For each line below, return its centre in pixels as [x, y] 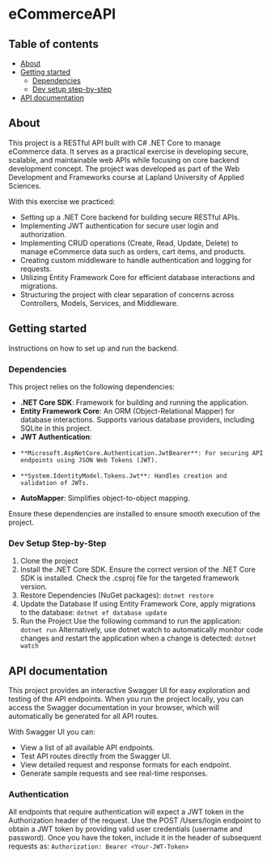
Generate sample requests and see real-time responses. [114, 773]
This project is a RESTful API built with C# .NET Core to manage [114, 142]
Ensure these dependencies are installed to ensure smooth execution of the [134, 513]
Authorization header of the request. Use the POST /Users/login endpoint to [135, 821]
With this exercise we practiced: [62, 201]
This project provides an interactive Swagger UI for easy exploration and [129, 691]
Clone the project [49, 561]
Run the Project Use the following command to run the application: [131, 621]
